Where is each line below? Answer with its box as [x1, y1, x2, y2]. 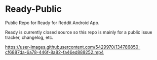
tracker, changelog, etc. [5, 34, 53, 40]
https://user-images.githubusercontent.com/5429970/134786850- [5, 44, 141, 50]
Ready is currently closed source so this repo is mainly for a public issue [5, 29, 153, 35]
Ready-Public [5, 3, 62, 15]
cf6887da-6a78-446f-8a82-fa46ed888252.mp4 [5, 49, 104, 55]
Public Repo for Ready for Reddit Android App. [5, 20, 100, 26]
